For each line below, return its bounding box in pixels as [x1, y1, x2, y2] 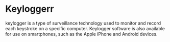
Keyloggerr [5, 3, 54, 15]
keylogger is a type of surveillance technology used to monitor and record [5, 20, 161, 26]
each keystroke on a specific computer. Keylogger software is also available [5, 25, 165, 31]
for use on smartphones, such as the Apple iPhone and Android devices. [5, 31, 158, 37]
